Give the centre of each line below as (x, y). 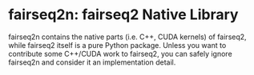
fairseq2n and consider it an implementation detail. (92, 62)
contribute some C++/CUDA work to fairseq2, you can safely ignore (120, 53)
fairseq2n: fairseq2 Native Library (123, 15)
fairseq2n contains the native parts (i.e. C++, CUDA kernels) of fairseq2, (127, 37)
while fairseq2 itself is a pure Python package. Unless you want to (117, 45)
